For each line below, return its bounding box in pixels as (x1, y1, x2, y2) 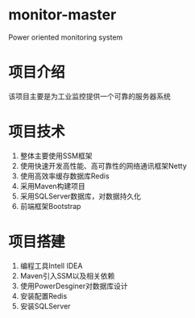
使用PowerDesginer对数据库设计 (19, 281, 128, 291)
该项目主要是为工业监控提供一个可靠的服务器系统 (8, 91, 171, 101)
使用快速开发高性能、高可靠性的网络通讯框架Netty (19, 161, 187, 170)
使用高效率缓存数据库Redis (19, 171, 110, 181)
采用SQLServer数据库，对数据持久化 (19, 191, 142, 201)
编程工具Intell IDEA (19, 261, 83, 270)
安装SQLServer (19, 301, 71, 311)
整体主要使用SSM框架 (19, 151, 93, 161)
